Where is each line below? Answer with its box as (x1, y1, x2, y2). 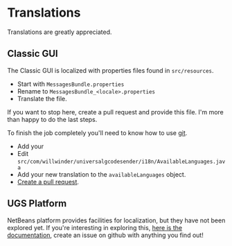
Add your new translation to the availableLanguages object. (17, 170, 186, 178)
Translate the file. (17, 94, 67, 103)
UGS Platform (7, 197, 67, 209)
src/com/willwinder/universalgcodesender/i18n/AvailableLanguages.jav (17, 158, 226, 165)
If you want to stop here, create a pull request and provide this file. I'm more (7, 107, 224, 116)
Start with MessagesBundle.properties (17, 80, 125, 88)
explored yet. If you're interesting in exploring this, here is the (7, 223, 182, 231)
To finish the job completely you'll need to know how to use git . (7, 128, 188, 137)
